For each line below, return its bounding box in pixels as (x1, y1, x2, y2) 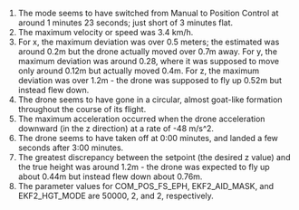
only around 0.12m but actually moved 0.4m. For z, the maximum (17, 65, 260, 76)
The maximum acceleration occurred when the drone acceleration (17, 113, 265, 124)
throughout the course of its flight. (17, 104, 147, 114)
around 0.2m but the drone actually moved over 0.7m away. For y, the (17, 46, 278, 57)
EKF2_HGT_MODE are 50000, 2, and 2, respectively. (17, 190, 215, 201)
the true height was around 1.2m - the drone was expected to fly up (17, 162, 270, 172)
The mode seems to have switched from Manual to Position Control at (17, 8, 279, 18)
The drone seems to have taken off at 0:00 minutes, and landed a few (17, 133, 279, 143)
